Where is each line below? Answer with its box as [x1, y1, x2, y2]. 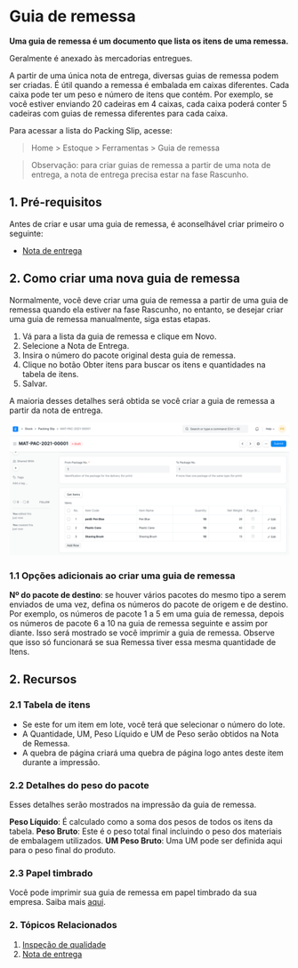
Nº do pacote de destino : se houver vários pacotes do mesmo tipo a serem [9, 590, 286, 601]
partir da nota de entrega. [9, 405, 104, 415]
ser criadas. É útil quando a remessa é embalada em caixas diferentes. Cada [9, 79, 290, 90]
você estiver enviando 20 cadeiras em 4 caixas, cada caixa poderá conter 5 [9, 98, 287, 109]
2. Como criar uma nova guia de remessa [9, 271, 240, 286]
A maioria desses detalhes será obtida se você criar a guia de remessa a [9, 395, 276, 406]
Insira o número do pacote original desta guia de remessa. [21, 350, 236, 360]
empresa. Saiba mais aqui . [9, 897, 107, 907]
